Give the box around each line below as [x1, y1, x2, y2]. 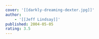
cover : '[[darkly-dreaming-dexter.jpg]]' [5, 7, 95, 13]
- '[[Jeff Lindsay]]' [14, 17, 60, 22]
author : [5, 12, 22, 17]
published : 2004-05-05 [5, 21, 54, 27]
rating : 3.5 [5, 26, 31, 31]
